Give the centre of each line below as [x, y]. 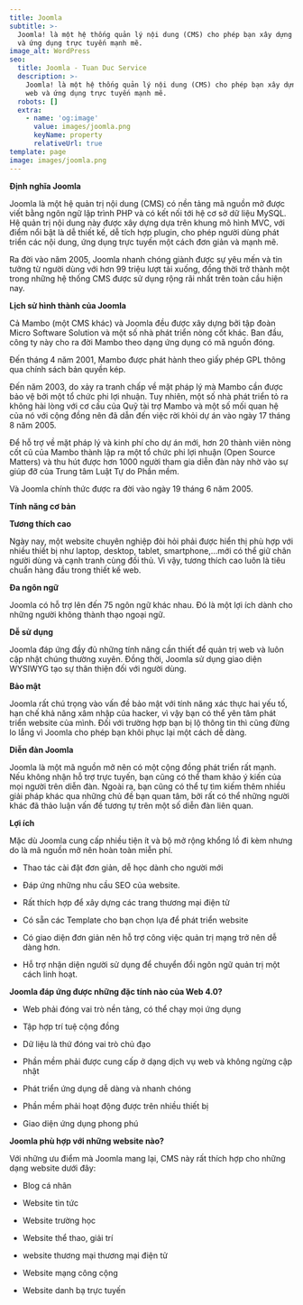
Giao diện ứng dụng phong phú [80, 1123]
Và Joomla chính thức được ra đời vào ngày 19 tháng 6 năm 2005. [132, 489]
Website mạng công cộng [70, 1273]
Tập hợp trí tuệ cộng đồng [71, 1026]
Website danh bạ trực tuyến [74, 1290]
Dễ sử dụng [32, 631]
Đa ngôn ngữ [34, 587]
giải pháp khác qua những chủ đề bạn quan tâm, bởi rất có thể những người [150, 795]
